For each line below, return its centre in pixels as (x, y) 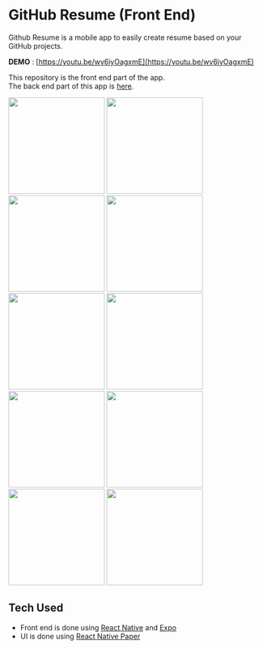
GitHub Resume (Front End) (102, 15)
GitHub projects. (36, 45)
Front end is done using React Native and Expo (98, 627)
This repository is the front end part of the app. (87, 77)
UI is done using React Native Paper (80, 636)
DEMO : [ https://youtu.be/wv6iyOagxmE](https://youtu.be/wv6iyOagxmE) (131, 62)
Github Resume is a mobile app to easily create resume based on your (125, 37)
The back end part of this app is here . (71, 86)
